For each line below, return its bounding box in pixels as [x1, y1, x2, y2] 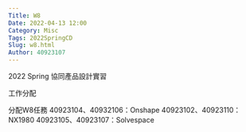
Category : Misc [8, 26, 59, 34]
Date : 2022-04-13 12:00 [8, 19, 88, 27]
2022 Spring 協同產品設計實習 [8, 72, 107, 80]
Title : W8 [8, 11, 41, 20]
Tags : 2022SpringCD [8, 33, 73, 42]
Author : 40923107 [8, 49, 66, 56]
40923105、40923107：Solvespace [35, 115, 155, 124]
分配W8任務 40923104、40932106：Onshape [8, 105, 160, 115]
